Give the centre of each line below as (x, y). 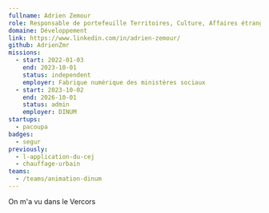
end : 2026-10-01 (50, 97)
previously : (28, 149)
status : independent (57, 75)
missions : (25, 53)
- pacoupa (32, 127)
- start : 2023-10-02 (50, 90)
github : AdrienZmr (39, 45)
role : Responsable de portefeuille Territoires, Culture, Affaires (123, 23)
